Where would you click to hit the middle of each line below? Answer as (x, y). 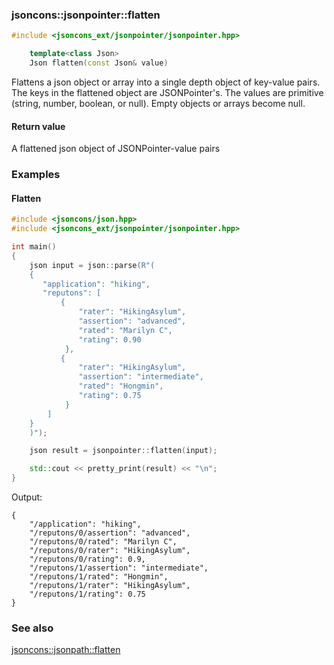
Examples (36, 175)
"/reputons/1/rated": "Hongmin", (99, 577)
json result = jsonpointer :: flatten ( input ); (123, 451)
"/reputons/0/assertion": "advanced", (110, 533)
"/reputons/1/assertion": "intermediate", (119, 568)
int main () (34, 247)
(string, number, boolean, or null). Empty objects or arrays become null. (158, 103)
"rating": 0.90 (110, 339)
